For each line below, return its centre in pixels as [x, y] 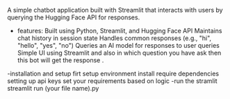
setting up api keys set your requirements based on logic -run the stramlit [112, 81]
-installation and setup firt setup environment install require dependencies [113, 73]
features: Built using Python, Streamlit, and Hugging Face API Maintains [120, 31]
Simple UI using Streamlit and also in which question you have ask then [119, 53]
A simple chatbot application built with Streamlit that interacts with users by [115, 10]
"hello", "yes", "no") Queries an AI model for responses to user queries [118, 45]
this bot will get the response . [60, 60]
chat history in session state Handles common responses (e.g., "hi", [114, 38]
